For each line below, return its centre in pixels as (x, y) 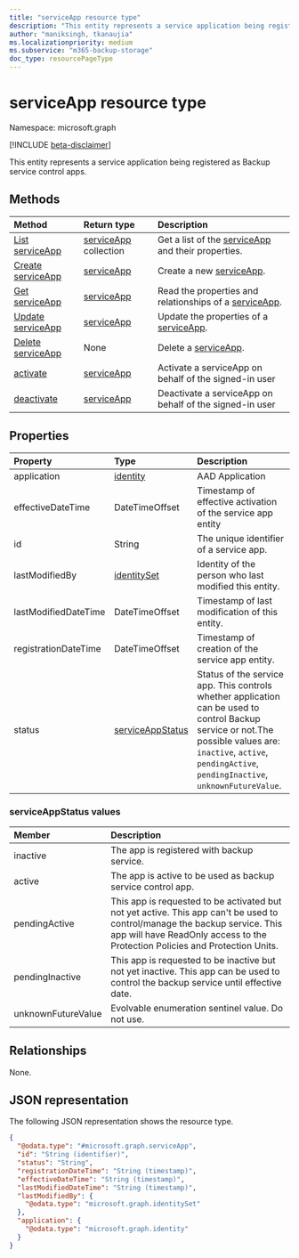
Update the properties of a (213, 316)
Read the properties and (208, 290)
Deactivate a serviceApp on (215, 393)
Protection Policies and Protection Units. (194, 946)
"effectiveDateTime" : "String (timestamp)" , (101, 1179)
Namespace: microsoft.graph (63, 127)
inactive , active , (233, 751)
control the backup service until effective (196, 982)
